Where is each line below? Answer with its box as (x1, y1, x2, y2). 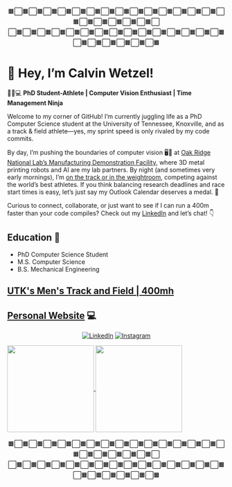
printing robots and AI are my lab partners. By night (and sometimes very (7, 165, 215, 174)
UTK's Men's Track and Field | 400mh (7, 285, 175, 297)
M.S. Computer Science (17, 257, 85, 266)
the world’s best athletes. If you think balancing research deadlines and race (7, 180, 225, 188)
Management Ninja (7, 99, 64, 107)
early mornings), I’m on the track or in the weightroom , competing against (7, 173, 217, 181)
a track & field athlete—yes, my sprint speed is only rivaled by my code (7, 126, 210, 135)
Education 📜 (7, 232, 60, 244)
